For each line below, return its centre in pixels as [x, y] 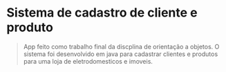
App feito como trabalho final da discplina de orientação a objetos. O [121, 46]
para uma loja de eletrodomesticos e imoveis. [88, 61]
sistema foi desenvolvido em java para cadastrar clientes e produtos [121, 54]
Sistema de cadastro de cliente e [102, 13]
